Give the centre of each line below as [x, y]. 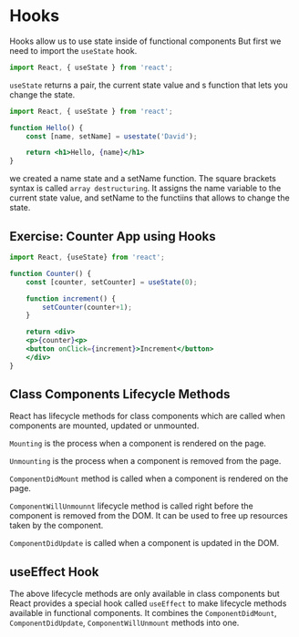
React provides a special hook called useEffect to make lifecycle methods [148, 603]
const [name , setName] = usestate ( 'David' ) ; [112, 136]
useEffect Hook [54, 572]
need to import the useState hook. [73, 50]
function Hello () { [46, 128]
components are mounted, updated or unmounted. [104, 426]
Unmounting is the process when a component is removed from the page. [145, 461]
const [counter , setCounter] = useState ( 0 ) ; [112, 282]
